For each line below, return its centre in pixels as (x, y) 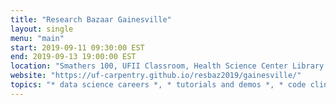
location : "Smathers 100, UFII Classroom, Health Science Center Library (167, 66)
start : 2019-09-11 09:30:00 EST (77, 47)
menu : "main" (37, 38)
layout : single (42, 29)
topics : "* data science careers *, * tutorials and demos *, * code (158, 85)
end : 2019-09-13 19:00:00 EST (73, 57)
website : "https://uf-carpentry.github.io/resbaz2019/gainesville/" (156, 76)
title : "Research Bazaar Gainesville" (91, 19)
